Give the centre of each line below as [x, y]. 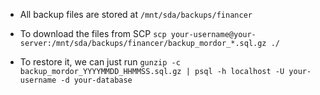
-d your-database [96, 80]
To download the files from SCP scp [93, 33]
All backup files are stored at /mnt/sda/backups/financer [136, 14]
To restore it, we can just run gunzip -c [100, 62]
